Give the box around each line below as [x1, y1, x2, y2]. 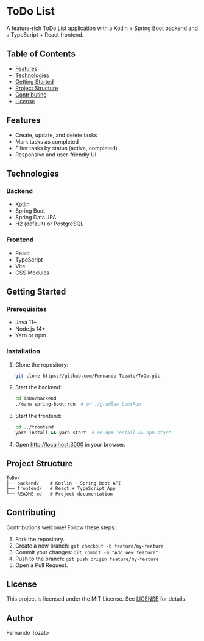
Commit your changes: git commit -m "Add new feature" [15, 548, 158, 555]
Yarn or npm [15, 332, 47, 339]
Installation [6, 347, 41, 356]
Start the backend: [15, 384, 62, 391]
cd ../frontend [15, 424, 54, 430]
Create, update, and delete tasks [15, 131, 97, 139]
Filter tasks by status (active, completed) [15, 144, 118, 152]
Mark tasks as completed [15, 137, 79, 145]
